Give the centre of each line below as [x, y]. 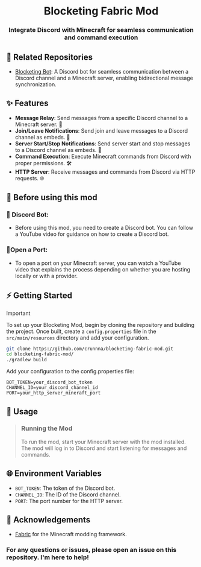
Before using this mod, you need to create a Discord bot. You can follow [104, 228]
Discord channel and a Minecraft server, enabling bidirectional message [104, 78]
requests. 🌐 [29, 178]
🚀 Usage [22, 411]
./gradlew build [26, 360]
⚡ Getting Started [39, 296]
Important [18, 313]
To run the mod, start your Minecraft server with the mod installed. [104, 442]
